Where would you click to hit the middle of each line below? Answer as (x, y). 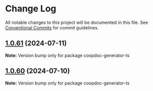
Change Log (31, 9)
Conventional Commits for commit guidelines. (52, 27)
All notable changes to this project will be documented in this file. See (77, 22)
